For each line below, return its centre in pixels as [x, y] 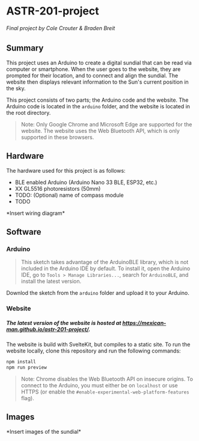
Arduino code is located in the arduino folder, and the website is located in [98, 106]
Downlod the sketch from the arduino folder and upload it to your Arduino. [98, 293]
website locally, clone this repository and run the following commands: [94, 351]
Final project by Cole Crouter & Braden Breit [61, 28]
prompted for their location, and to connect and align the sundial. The [92, 75]
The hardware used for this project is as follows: [66, 170]
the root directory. [29, 113]
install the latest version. [51, 282]
